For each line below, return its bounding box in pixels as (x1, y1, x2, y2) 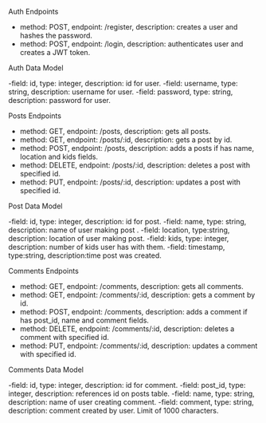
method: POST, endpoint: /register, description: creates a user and (19, 22, 238, 31)
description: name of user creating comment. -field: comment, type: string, (8, 397, 255, 406)
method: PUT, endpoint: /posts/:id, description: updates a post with (19, 177, 241, 187)
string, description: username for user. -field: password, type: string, (8, 87, 233, 97)
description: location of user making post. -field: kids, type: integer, (8, 234, 229, 243)
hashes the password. (19, 31, 93, 40)
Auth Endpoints (8, 7, 59, 16)
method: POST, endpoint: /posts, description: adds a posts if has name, (19, 144, 255, 152)
